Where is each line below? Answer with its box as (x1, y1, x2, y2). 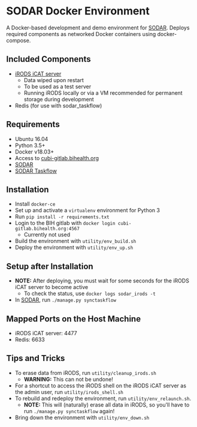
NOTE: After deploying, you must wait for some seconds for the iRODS (14, 277, 190, 284)
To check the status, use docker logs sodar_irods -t (23, 290, 156, 297)
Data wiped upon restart (23, 76, 84, 83)
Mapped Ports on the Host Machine (6, 314, 141, 324)
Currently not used (23, 231, 71, 238)
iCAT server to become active (14, 284, 89, 291)
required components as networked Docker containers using (6, 30, 156, 37)
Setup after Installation (6, 261, 94, 271)
